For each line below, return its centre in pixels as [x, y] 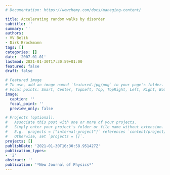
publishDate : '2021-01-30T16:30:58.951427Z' [53, 146]
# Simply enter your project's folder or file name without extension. [85, 127]
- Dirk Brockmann [24, 43]
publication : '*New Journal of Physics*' [50, 165]
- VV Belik [17, 38]
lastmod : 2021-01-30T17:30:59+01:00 [44, 61]
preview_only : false [31, 109]
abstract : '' [19, 160]
